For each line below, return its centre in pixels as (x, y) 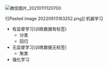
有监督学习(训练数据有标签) (39, 29)
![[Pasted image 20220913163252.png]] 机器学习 (54, 19)
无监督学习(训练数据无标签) (39, 47)
